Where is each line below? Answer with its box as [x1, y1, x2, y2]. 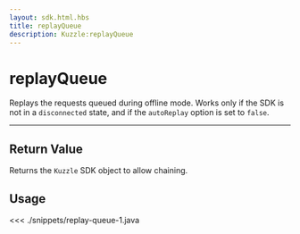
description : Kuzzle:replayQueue [9, 29, 134, 38]
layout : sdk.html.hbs [9, 13, 90, 22]
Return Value [9, 141, 83, 156]
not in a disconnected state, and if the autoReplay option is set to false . [9, 107, 270, 118]
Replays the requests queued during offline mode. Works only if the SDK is [9, 97, 284, 108]
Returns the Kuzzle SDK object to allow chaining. [9, 165, 188, 176]
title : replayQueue [9, 21, 82, 30]
